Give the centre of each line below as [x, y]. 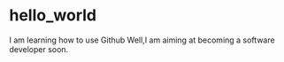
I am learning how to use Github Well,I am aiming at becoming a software [142, 40]
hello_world [53, 15]
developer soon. [39, 49]
